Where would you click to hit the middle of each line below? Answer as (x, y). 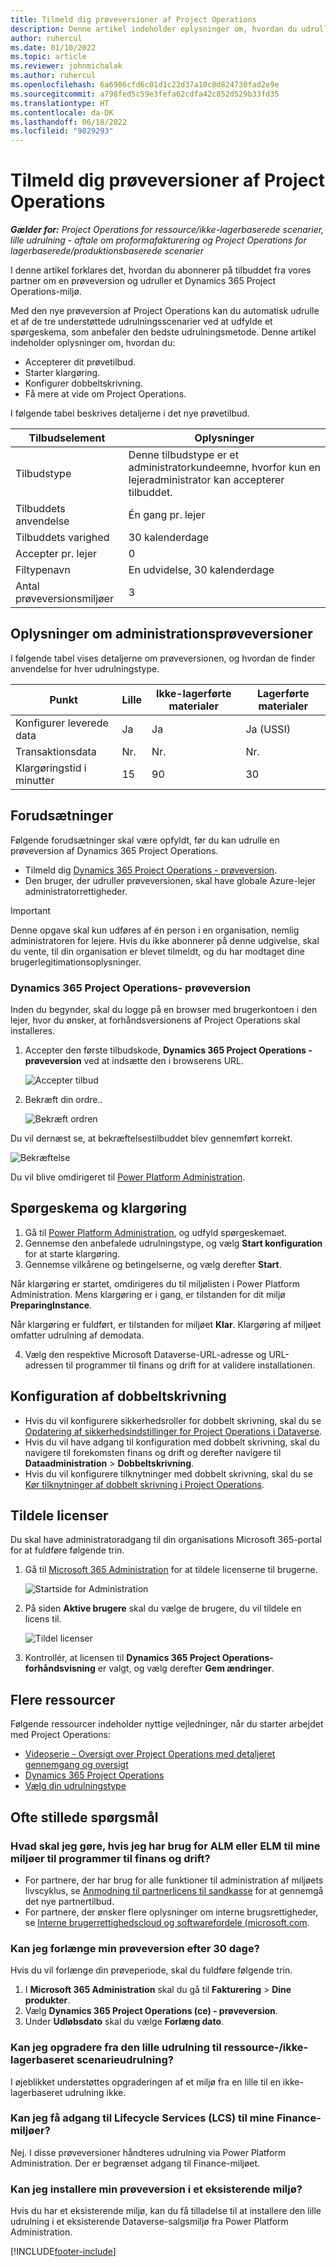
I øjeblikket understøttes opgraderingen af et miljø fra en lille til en (145, 2082)
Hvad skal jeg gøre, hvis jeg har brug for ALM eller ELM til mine (165, 1846)
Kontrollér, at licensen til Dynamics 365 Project (122, 1658)
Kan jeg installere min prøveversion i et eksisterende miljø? (156, 2189)
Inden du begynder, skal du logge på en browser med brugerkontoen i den (164, 1009)
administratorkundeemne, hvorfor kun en (224, 468)
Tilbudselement (67, 438)
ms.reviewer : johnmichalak (66, 66)
